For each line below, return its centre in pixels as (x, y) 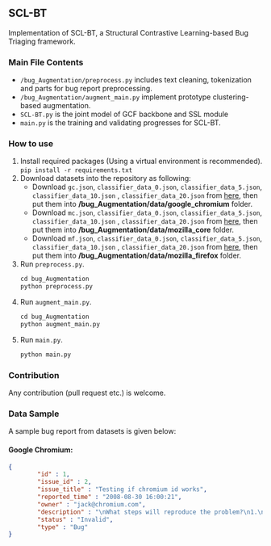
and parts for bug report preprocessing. (86, 89)
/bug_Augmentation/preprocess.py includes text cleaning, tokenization (136, 80)
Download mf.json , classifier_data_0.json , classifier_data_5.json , (147, 238)
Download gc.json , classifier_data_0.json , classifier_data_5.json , (147, 187)
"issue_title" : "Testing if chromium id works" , (122, 489)
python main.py (46, 355)
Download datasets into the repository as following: (105, 178)
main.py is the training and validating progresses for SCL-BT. (121, 123)
